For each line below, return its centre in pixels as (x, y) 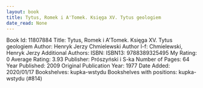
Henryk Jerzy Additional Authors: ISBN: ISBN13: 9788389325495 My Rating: (101, 53)
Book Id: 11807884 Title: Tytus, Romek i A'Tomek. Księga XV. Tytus (89, 40)
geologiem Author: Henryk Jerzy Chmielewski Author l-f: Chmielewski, (95, 46)
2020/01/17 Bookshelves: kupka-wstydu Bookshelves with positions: (92, 72)
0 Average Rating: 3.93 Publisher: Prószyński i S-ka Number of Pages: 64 (98, 59)
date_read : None (27, 23)
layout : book (23, 12)
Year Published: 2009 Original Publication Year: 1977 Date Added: (88, 66)
